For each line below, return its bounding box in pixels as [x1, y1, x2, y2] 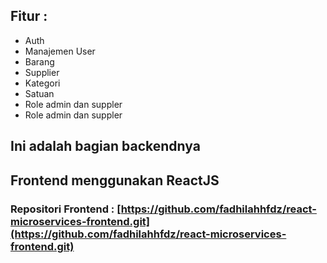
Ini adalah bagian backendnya [10, 138, 201, 155]
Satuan [24, 87, 55, 99]
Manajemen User [24, 45, 96, 57]
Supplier [24, 66, 60, 78]
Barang [24, 55, 55, 68]
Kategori [24, 77, 61, 89]
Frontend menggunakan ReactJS [10, 172, 220, 189]
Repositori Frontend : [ [10, 202, 122, 216]
